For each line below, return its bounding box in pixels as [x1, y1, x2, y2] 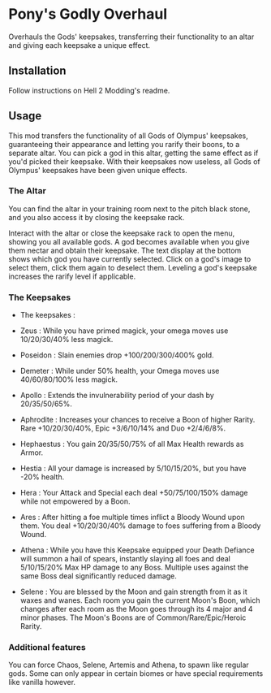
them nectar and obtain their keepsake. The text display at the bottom [8, 245, 242, 255]
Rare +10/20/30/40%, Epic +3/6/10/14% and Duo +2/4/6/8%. [19, 423, 226, 433]
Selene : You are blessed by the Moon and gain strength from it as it [19, 587, 247, 597]
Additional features [8, 642, 87, 653]
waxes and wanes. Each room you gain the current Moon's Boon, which [19, 596, 260, 605]
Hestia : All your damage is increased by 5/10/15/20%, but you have [19, 464, 247, 474]
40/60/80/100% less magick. [19, 375, 118, 384]
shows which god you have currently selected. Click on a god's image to [8, 253, 252, 264]
